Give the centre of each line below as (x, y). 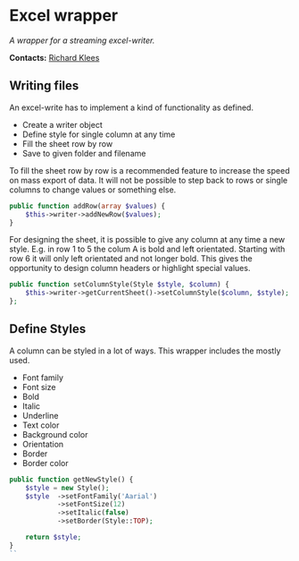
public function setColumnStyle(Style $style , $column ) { (119, 285)
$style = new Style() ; (67, 488)
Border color (45, 463)
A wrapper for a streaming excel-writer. (82, 40)
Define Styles (48, 329)
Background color (55, 434)
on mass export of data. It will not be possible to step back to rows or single (149, 180)
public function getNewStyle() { (71, 480)
